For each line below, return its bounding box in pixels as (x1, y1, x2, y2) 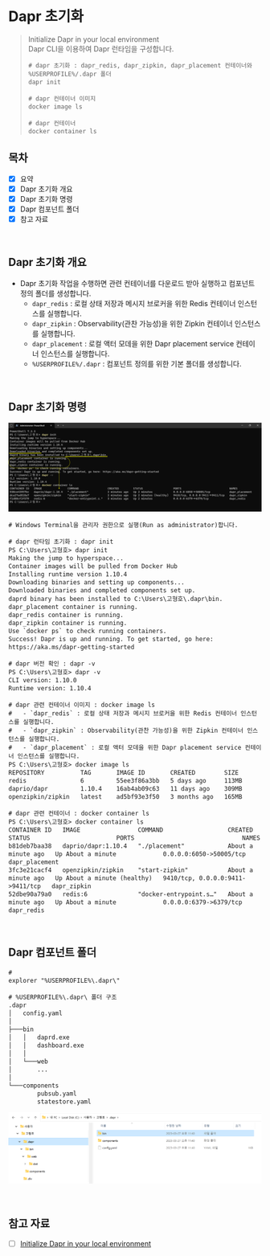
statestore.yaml (37, 1098, 92, 1106)
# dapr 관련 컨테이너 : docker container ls (8, 809, 150, 817)
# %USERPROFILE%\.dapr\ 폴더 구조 (8, 993, 117, 1001)
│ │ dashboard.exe (8, 1041, 84, 1049)
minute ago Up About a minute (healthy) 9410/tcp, (8, 873, 196, 882)
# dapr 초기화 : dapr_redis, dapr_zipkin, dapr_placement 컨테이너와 (27, 61, 253, 69)
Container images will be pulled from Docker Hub (8, 562, 178, 571)
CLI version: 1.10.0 (8, 676, 78, 684)
